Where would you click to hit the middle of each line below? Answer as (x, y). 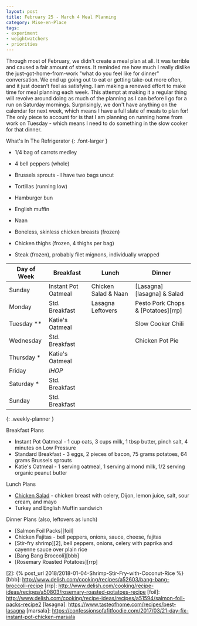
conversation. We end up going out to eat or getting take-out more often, (94, 79)
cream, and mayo (35, 502)
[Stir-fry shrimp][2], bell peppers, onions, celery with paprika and (94, 543)
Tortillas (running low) (41, 186)
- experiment (22, 33)
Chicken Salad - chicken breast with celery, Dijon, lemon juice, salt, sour (102, 495)
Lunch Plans (21, 484)
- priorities (22, 45)
